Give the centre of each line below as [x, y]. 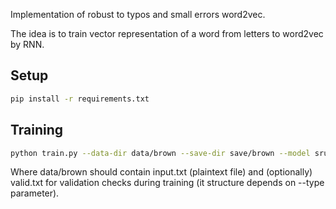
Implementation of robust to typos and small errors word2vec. [138, 14]
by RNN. [27, 44]
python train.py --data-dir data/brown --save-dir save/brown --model [160, 153]
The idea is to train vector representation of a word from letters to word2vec [167, 33]
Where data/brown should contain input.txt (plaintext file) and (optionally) [161, 172]
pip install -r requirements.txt [80, 99]
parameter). [35, 193]
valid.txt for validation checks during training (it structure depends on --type [167, 183]
